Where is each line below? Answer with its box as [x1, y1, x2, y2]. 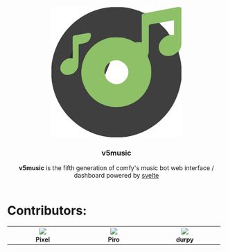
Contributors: [7, 203, 87, 219]
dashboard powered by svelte [73, 171, 159, 180]
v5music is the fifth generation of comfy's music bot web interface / [18, 164, 215, 172]
